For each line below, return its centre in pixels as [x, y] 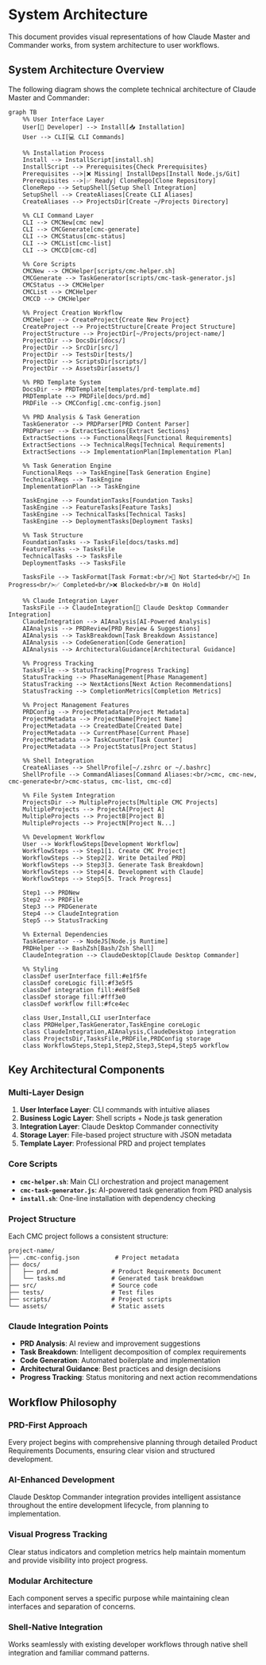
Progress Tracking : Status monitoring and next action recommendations [139, 1377]
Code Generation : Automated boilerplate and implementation [120, 1361]
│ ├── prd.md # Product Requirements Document [115, 1272]
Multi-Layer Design [46, 1092]
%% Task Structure [53, 535]
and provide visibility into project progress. [78, 1560]
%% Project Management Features [76, 705]
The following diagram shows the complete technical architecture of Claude [132, 89]
